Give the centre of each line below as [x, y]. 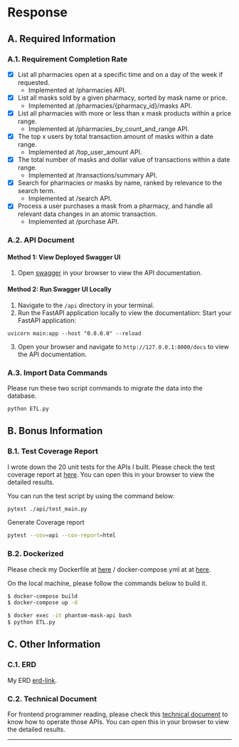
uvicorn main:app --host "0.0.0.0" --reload [74, 333]
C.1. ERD [22, 665]
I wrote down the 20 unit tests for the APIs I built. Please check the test [111, 467]
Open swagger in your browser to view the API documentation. [110, 273]
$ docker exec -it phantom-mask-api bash [70, 616]
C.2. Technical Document [52, 699]
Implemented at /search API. [70, 199]
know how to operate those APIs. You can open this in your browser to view [118, 722]
